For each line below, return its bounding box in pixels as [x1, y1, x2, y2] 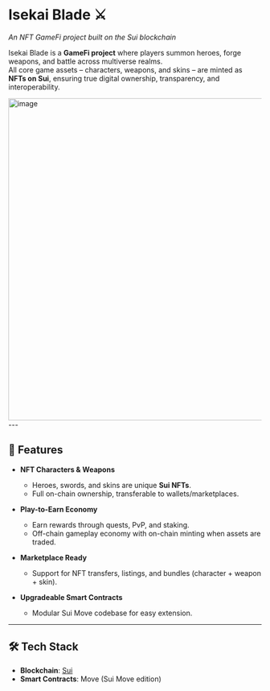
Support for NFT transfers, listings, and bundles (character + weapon [31, 568, 261, 577]
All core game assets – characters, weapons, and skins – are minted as [8, 64, 243, 74]
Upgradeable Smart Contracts [19, 592, 123, 602]
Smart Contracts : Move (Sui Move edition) [19, 674, 162, 684]
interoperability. [8, 82, 60, 92]
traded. [31, 537, 56, 547]
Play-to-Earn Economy [19, 504, 98, 514]
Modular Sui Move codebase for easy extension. [31, 608, 193, 618]
